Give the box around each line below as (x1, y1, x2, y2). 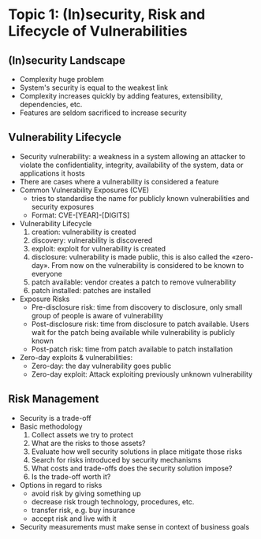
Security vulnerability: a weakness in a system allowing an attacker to (19, 151, 246, 161)
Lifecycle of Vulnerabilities (8, 22, 188, 40)
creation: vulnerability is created (31, 227, 136, 236)
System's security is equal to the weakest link (19, 83, 168, 92)
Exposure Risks (19, 294, 70, 303)
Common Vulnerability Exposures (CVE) (19, 185, 150, 195)
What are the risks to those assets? (31, 438, 146, 448)
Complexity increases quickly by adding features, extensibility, (19, 91, 223, 100)
